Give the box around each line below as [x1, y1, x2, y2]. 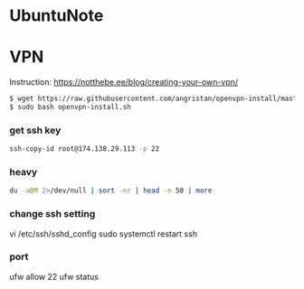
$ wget [9, 94, 34, 104]
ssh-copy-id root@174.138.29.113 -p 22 [9, 144, 160, 154]
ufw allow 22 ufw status [9, 271, 100, 282]
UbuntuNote [9, 5, 104, 26]
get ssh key [9, 124, 62, 136]
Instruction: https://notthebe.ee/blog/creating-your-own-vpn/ [9, 77, 239, 88]
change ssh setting [9, 208, 96, 220]
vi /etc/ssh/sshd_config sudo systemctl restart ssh [9, 228, 197, 239]
